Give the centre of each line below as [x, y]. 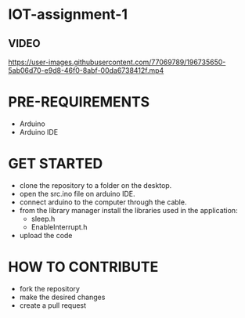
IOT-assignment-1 [68, 14]
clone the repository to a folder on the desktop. [95, 185]
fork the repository [50, 288]
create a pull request [53, 305]
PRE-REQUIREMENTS [79, 102]
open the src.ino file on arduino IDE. [77, 193]
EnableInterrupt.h [59, 227]
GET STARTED [56, 164]
